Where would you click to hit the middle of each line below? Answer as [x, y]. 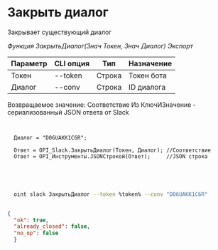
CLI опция [72, 63]
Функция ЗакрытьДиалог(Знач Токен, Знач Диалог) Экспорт [100, 46]
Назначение [151, 63]
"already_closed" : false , [52, 226]
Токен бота [148, 75]
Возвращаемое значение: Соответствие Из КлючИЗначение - [102, 105]
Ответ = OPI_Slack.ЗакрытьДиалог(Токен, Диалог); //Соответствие [113, 150]
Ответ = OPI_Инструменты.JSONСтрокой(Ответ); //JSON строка [111, 156]
